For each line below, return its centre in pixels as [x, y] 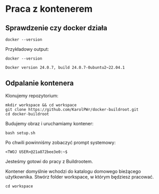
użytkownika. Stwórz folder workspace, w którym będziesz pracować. [79, 177]
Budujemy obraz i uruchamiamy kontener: [49, 123]
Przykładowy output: [27, 49]
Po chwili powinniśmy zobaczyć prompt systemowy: [61, 142]
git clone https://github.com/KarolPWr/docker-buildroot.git [72, 109]
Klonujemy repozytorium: [32, 95]
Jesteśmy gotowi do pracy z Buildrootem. [49, 161]
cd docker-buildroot [27, 114]
